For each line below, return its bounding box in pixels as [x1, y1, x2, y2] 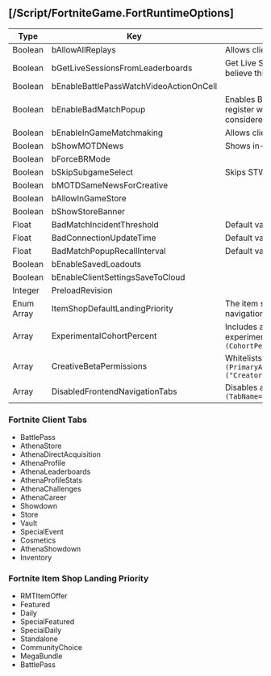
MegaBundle [19, 651, 63, 661]
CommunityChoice [19, 643, 83, 653]
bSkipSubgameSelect [51, 166, 133, 177]
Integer [12, 285, 40, 296]
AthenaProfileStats [19, 475, 83, 485]
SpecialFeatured [19, 617, 75, 627]
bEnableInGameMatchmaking [51, 127, 164, 138]
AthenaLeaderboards [19, 467, 91, 476]
